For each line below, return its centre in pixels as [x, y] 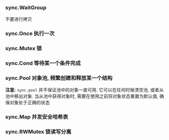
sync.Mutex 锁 [24, 49]
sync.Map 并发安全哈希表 [37, 117]
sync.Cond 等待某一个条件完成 [43, 63]
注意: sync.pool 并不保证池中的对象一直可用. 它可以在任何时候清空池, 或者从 [84, 90]
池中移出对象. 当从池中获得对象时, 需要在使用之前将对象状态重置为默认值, [82, 96]
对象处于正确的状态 [29, 103]
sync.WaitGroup [26, 8]
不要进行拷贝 [19, 19]
